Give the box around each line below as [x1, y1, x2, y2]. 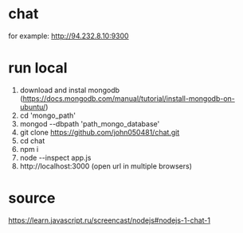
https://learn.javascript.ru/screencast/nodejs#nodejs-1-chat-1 [8, 216, 211, 225]
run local [8, 59, 68, 77]
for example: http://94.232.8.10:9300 [8, 31, 129, 41]
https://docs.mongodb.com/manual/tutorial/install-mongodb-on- [22, 93, 235, 103]
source [8, 189, 56, 208]
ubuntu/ [19, 102, 46, 111]
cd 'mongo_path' [19, 111, 76, 120]
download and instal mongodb [19, 85, 120, 95]
